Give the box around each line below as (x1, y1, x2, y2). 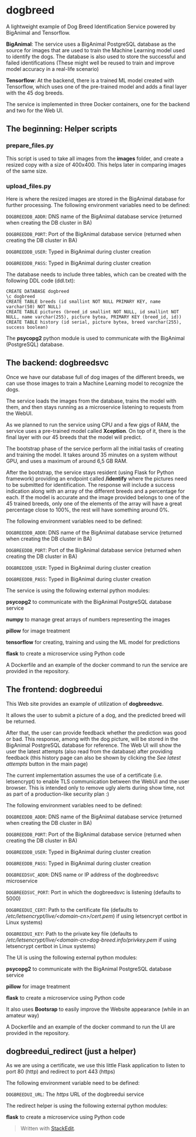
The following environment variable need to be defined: (6, 1080, 140, 1087)
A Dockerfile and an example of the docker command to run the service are (6, 661, 188, 668)
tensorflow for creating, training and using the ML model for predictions (6, 638, 180, 645)
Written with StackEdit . (20, 1125, 76, 1132)
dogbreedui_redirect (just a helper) (6, 1046, 136, 1056)
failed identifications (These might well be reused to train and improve (6, 59, 175, 66)
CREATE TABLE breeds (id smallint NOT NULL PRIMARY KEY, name (6, 299, 161, 304)
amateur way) (6, 1011, 40, 1018)
